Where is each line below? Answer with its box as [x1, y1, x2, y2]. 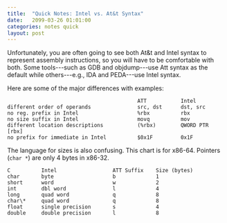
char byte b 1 [7, 173, 159, 181]
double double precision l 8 [7, 210, 159, 217]
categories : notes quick [7, 23, 79, 30]
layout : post [7, 29, 45, 37]
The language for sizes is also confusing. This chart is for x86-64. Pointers [7, 147, 221, 155]
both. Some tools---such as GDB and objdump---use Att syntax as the [7, 63, 208, 72]
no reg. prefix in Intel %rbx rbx [7, 110, 190, 117]
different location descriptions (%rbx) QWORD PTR [7, 122, 209, 129]
